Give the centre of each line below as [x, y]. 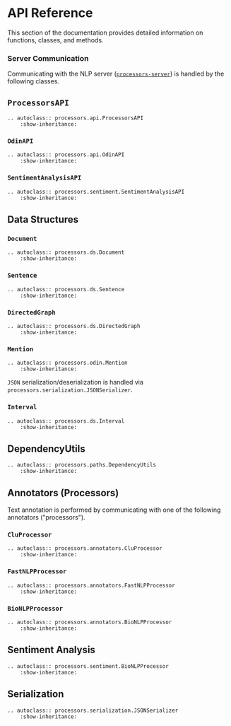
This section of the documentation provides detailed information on [105, 33]
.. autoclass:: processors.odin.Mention [68, 363]
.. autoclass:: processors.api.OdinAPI [66, 155]
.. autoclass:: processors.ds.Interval [66, 421]
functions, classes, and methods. [55, 40]
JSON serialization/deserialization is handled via [75, 382]
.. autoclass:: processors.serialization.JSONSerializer [93, 710]
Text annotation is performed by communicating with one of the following [114, 510]
